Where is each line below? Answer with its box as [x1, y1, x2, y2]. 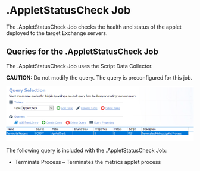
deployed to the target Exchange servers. [6, 29, 108, 36]
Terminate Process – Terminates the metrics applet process [14, 159, 161, 166]
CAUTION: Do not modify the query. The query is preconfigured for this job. [6, 74, 193, 81]
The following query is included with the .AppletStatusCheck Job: [6, 147, 167, 154]
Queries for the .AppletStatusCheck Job [6, 47, 159, 57]
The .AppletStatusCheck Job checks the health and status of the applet [6, 23, 182, 30]
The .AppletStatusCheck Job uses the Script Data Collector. [6, 62, 153, 69]
